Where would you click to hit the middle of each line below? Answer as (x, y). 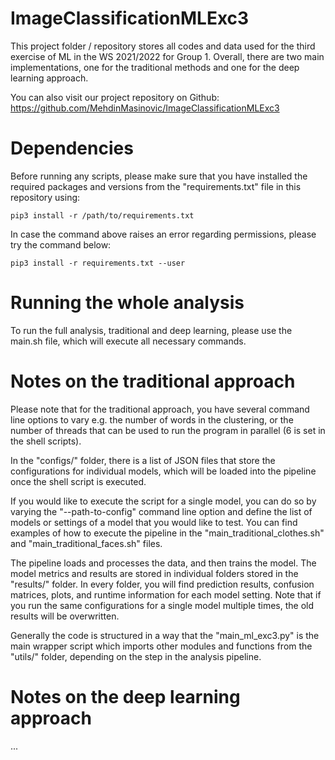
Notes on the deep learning (125, 696)
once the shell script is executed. (78, 481)
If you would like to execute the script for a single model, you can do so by (163, 501)
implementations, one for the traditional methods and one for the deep (155, 67)
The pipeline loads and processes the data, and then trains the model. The (163, 563)
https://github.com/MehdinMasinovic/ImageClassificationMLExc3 (145, 108)
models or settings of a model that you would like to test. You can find (154, 522)
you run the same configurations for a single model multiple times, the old (162, 605)
